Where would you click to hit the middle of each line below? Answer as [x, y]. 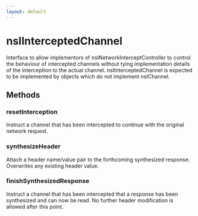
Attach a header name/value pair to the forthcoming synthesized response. [98, 159]
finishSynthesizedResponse [48, 181]
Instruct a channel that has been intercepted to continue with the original [95, 125]
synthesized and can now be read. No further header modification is [90, 200]
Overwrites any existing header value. [53, 166]
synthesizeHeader [33, 147]
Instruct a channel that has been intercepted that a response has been [92, 194]
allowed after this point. [35, 207]
